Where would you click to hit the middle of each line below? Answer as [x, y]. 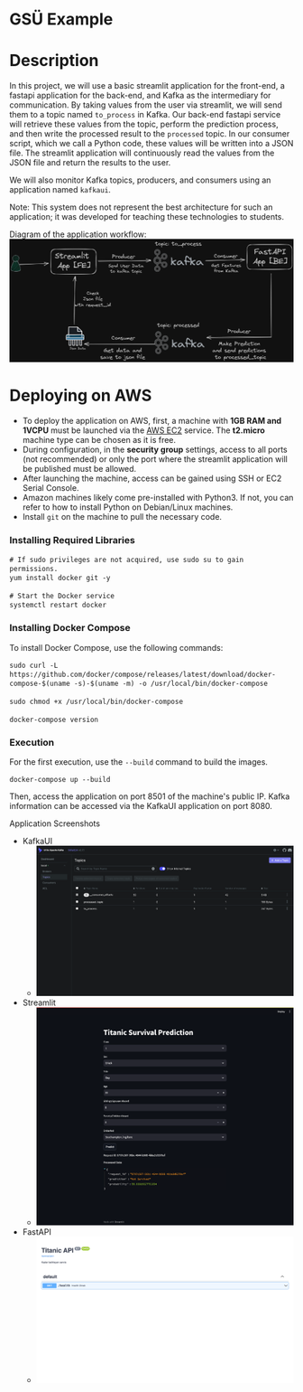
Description [54, 61]
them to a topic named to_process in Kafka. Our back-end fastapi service [145, 115]
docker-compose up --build [60, 779]
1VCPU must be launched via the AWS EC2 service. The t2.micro [144, 430]
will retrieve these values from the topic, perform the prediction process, [144, 124]
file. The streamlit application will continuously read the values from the [142, 153]
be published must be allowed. [79, 469]
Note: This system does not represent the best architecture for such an [141, 207]
